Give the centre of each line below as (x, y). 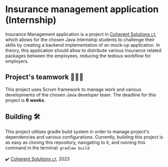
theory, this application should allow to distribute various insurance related (83, 50)
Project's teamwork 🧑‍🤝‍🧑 (45, 77)
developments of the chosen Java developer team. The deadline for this (81, 94)
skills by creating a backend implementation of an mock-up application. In (83, 45)
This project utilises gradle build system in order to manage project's (77, 131)
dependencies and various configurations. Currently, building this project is (84, 137)
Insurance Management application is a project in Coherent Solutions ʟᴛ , (81, 34)
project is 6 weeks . (25, 100)
